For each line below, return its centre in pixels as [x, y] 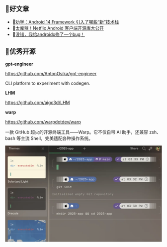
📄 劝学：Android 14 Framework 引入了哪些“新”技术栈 [66, 22]
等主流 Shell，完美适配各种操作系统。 [55, 138]
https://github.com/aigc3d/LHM [38, 102]
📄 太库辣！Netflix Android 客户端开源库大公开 [58, 28]
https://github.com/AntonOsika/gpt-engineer [51, 73]
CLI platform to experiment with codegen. [48, 83]
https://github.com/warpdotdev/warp [43, 122]
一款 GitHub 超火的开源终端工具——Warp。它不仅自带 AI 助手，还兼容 [77, 132]
